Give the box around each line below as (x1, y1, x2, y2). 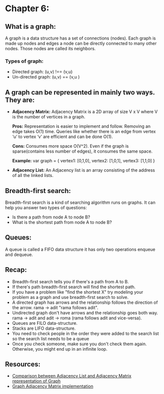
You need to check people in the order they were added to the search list (12, 330, 159, 336)
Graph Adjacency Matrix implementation (12, 383, 94, 389)
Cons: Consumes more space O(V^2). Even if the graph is (12, 143, 129, 149)
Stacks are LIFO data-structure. (12, 325, 76, 331)
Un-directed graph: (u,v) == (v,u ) (12, 74, 80, 80)
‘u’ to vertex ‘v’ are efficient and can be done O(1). (12, 134, 113, 139)
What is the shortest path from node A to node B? (12, 219, 112, 225)
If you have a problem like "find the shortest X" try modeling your (12, 289, 143, 295)
